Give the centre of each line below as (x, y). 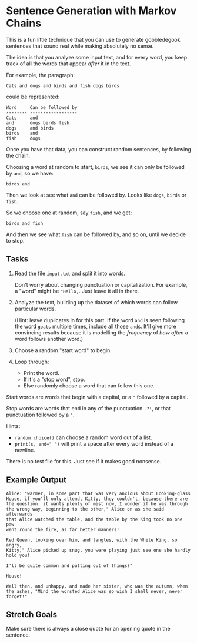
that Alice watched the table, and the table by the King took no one (94, 519)
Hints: (13, 426)
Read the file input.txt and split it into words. (70, 273)
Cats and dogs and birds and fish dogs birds (63, 86)
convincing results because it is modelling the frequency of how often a (101, 332)
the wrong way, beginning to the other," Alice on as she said (85, 509)
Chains (24, 23)
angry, (14, 545)
